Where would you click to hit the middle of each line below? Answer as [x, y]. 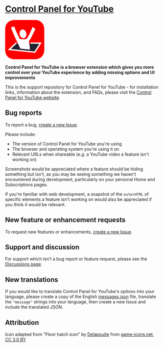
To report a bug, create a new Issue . [42, 125]
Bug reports [24, 113]
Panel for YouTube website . [33, 97]
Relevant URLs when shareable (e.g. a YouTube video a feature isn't [81, 154]
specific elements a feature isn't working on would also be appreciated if [78, 199]
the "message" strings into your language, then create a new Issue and [75, 302]
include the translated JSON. [34, 307]
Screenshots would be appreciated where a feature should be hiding [74, 169]
